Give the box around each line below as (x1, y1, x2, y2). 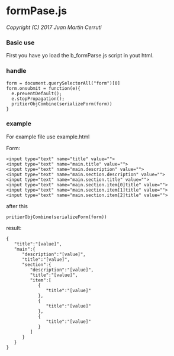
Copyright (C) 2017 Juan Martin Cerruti (6, 24, 102, 31)
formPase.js (6, 4, 67, 18)
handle (6, 67, 27, 75)
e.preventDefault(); (11, 90, 62, 96)
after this (6, 202, 28, 209)
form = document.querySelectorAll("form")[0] (6, 80, 120, 86)
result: (6, 224, 22, 231)
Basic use (6, 38, 35, 47)
